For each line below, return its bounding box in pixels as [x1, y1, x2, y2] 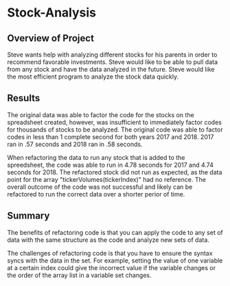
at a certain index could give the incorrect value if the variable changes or [7, 263, 216, 272]
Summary [7, 210, 50, 222]
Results [7, 92, 41, 104]
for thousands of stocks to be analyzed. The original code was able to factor [7, 125, 223, 134]
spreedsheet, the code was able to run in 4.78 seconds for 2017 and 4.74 [7, 161, 214, 169]
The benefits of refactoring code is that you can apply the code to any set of [7, 228, 223, 236]
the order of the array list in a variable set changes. [7, 271, 152, 279]
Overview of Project [7, 32, 95, 44]
